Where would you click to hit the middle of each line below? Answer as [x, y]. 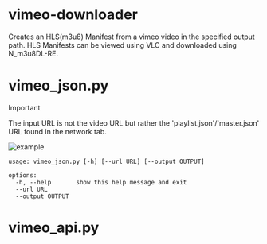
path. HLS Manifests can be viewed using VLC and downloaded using [123, 45]
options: [23, 175]
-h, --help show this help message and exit [101, 182]
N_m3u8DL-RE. [33, 53]
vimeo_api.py [54, 228]
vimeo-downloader [73, 15]
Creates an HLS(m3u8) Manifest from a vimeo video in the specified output [132, 37]
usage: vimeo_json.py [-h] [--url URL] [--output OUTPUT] [106, 161]
